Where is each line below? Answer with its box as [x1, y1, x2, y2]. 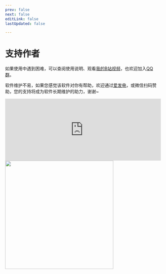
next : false [5, 12, 30, 17]
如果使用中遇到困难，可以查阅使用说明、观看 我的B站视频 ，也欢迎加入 [5, 65, 147, 72]
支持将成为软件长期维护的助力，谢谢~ [22, 89, 99, 95]
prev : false [5, 7, 30, 12]
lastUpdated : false [5, 21, 45, 26]
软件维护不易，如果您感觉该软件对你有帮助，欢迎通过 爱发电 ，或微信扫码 [5, 82, 152, 88]
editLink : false [5, 16, 39, 21]
